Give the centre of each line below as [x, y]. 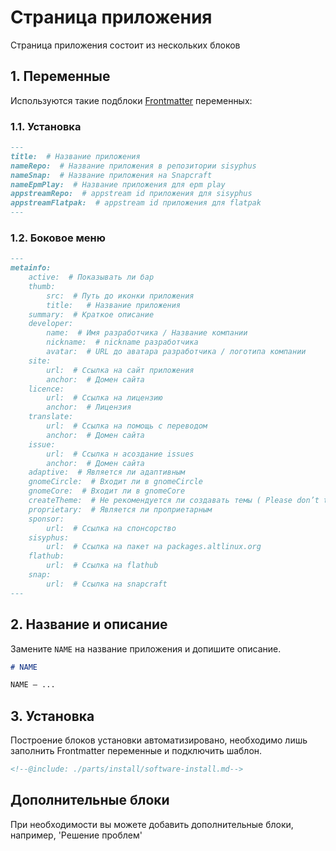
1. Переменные [60, 76]
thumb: [42, 286]
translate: [51, 417]
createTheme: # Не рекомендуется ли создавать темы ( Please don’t [174, 501]
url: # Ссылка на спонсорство [111, 528]
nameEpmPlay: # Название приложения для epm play [118, 184]
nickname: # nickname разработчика [122, 342]
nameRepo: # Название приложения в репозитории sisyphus [133, 166]
